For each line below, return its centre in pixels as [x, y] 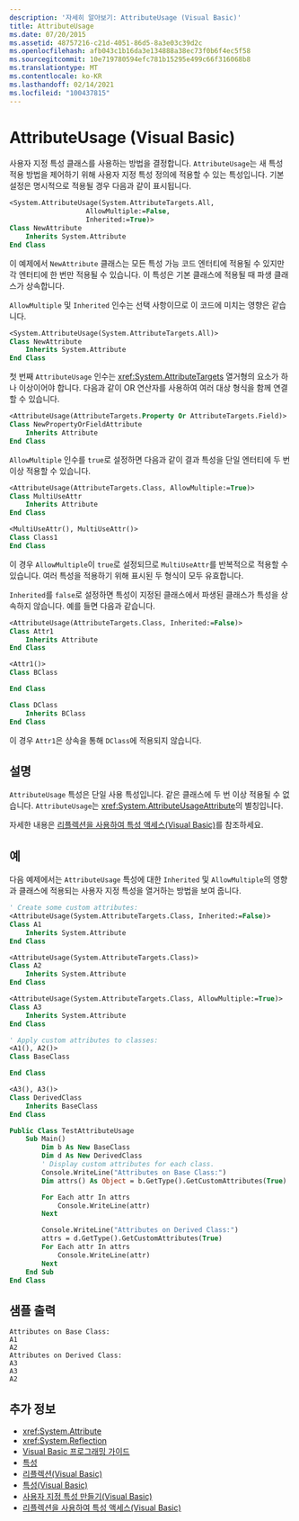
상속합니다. [45, 285]
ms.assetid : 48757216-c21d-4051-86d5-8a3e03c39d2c [106, 43]
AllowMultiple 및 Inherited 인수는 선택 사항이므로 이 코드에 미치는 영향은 [140, 305]
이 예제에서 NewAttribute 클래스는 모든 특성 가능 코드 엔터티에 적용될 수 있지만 [147, 263]
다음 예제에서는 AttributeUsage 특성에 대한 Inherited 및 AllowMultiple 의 [140, 879]
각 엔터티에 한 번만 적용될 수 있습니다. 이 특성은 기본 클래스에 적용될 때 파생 [141, 274]
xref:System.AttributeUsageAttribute [168, 805]
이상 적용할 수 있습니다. [50, 471]
